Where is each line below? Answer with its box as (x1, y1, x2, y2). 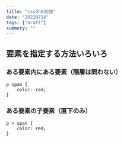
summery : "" (6, 25, 36, 31)
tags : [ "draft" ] (6, 20, 46, 25)
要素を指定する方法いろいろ (6, 49, 108, 59)
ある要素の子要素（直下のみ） (6, 106, 92, 115)
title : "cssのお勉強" (6, 8, 56, 15)
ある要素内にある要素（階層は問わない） (6, 67, 122, 76)
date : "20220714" (6, 14, 49, 20)
